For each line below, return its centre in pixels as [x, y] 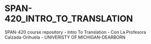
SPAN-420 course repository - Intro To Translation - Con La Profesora [75, 32]
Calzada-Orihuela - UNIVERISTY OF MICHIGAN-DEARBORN [65, 37]
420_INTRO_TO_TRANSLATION [69, 19]
